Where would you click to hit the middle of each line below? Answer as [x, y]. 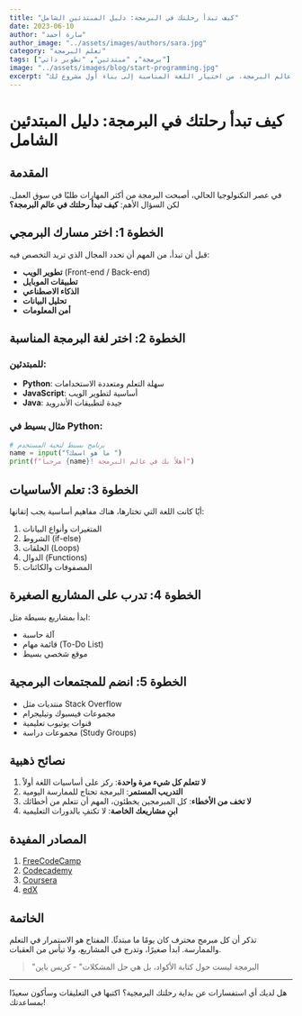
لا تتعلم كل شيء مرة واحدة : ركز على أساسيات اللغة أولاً [114, 782]
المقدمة [29, 173]
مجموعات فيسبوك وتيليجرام [69, 713]
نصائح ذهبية [37, 761]
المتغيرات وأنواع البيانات [62, 529]
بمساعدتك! [28, 1002]
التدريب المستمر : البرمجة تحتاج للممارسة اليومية [102, 792]
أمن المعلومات [46, 310]
